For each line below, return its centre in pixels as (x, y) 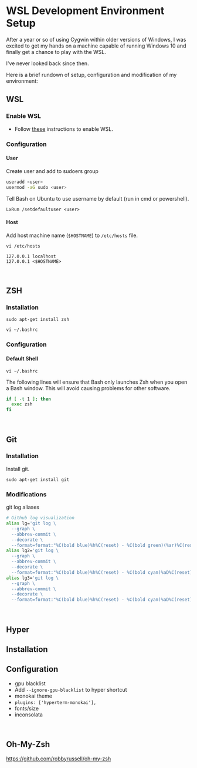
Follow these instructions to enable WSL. (64, 129)
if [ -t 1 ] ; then (28, 399)
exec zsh (22, 404)
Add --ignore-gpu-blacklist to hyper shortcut (71, 689)
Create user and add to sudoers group (52, 171)
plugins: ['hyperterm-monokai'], (55, 702)
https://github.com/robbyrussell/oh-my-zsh (59, 759)
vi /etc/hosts (23, 246)
